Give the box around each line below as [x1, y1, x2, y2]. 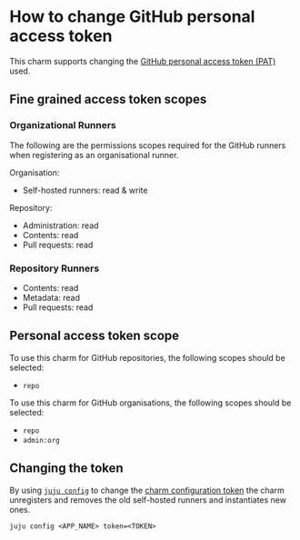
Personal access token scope [9, 328, 180, 344]
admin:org [22, 435, 61, 445]
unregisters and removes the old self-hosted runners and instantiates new [9, 494, 286, 505]
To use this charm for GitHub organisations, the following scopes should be [9, 397, 292, 408]
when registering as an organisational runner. [9, 149, 179, 160]
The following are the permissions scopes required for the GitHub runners [9, 139, 286, 151]
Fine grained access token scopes [9, 92, 207, 107]
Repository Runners [9, 262, 100, 275]
